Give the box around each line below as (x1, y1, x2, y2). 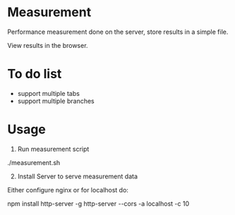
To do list (7, 66, 62, 82)
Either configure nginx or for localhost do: (7, 185, 129, 194)
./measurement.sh (7, 158, 61, 166)
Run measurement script (17, 145, 90, 153)
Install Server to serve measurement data (17, 172, 138, 180)
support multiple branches (17, 97, 95, 105)
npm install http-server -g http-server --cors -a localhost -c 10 (7, 199, 189, 208)
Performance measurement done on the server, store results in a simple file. (7, 27, 229, 36)
